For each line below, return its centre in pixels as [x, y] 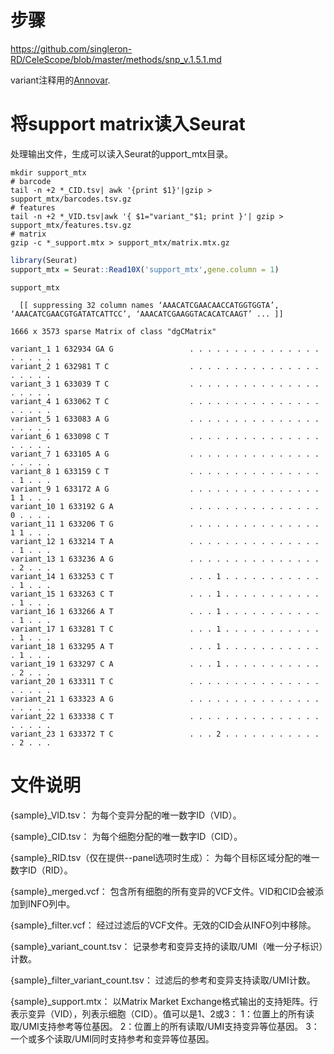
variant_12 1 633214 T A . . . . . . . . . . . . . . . [165, 541]
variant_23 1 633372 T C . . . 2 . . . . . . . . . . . [165, 734]
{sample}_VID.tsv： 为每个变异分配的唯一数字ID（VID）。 [126, 815]
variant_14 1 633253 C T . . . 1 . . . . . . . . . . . [165, 576]
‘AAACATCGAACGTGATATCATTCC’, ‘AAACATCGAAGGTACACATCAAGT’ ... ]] [147, 314]
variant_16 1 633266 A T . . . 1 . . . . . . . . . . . [165, 611]
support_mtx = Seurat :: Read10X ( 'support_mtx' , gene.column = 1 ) [145, 269]
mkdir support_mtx [48, 172]
